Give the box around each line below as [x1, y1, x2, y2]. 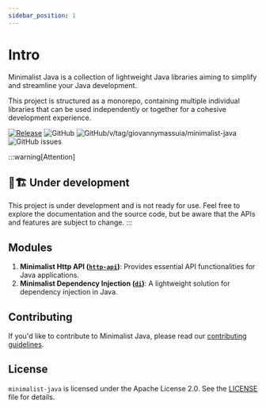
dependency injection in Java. [19, 287, 118, 297]
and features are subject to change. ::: [8, 217, 133, 227]
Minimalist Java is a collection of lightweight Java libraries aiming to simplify [8, 72, 257, 82]
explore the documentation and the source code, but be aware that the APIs [8, 210, 256, 219]
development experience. [8, 113, 92, 122]
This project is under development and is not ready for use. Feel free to [8, 201, 241, 210]
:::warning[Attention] [8, 152, 76, 161]
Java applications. [19, 271, 79, 280]
